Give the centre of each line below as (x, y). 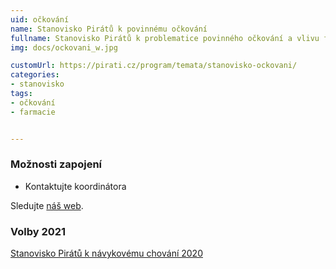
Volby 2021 (38, 231)
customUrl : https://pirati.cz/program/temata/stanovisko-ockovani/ (154, 66)
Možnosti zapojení (56, 164)
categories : (35, 75)
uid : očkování (40, 19)
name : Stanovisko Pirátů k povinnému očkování (109, 29)
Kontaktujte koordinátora (75, 186)
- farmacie (33, 112)
